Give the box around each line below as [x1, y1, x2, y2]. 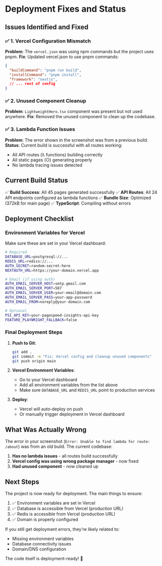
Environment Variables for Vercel [5, 229, 85, 236]
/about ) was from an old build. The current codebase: [5, 443, 113, 450]
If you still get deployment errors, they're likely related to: [5, 526, 120, 532]
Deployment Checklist [5, 214, 74, 223]
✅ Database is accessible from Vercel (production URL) [12, 505, 124, 511]
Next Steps [5, 478, 39, 486]
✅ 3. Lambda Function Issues [5, 126, 75, 133]
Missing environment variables [12, 536, 74, 542]
